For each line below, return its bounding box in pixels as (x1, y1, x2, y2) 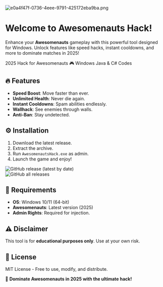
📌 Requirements (5, 185, 57, 194)
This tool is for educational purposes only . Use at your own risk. (5, 238, 140, 244)
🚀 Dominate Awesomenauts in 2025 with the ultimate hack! (5, 276, 132, 282)
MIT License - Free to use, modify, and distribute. (5, 266, 108, 272)
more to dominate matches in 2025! (5, 50, 80, 56)
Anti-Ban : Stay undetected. (12, 111, 70, 117)
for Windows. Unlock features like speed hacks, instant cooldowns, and (5, 45, 154, 51)
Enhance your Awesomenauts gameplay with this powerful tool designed (5, 39, 158, 45)
